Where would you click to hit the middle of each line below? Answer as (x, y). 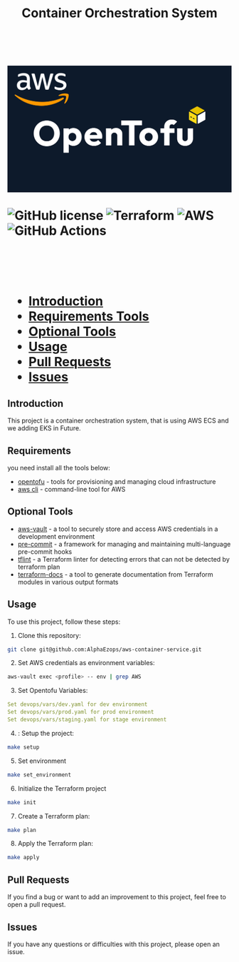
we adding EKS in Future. (44, 428)
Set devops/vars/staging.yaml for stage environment (87, 720)
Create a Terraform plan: (54, 816)
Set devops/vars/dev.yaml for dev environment (78, 704)
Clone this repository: (49, 635)
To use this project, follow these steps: (64, 622)
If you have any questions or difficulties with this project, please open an (114, 944)
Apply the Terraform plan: (55, 844)
